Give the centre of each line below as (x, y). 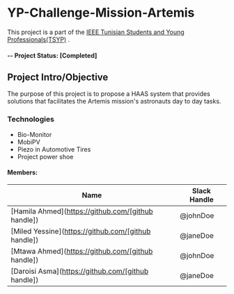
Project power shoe (45, 156)
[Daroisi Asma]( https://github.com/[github (79, 271)
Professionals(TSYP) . (39, 39)
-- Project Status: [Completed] (52, 55)
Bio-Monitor (34, 134)
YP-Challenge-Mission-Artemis (101, 13)
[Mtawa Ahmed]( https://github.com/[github (82, 251)
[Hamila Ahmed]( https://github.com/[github (82, 211)
